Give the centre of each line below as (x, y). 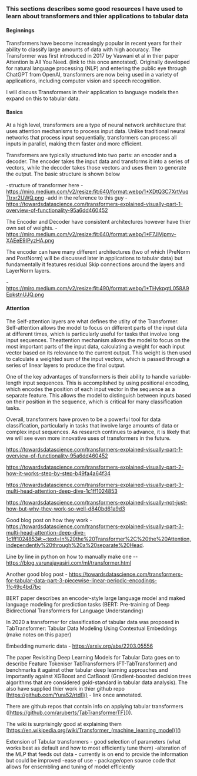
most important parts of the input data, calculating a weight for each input (96, 346)
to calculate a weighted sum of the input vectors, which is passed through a (98, 359)
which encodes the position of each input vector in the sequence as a (91, 389)
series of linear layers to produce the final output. (66, 365)
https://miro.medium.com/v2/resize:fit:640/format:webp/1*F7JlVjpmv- (91, 234)
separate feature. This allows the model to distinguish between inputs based (98, 395)
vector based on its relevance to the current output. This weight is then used (99, 353)
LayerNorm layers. (29, 271)
